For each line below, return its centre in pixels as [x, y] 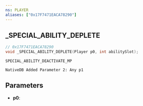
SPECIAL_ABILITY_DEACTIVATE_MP [39, 61]
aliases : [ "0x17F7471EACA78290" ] [41, 15]
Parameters [24, 85]
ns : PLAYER [17, 10]
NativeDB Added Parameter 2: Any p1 [44, 70]
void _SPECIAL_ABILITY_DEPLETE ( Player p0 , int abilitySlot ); [72, 52]
